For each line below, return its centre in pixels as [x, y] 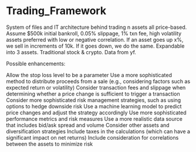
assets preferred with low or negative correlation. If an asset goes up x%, [95, 39]
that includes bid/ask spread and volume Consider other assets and [88, 125]
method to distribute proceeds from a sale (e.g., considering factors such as [98, 81]
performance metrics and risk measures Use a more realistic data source [94, 118]
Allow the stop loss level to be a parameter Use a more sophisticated [89, 75]
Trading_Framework [56, 11]
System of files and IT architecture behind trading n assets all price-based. [97, 27]
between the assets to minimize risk [50, 144]
